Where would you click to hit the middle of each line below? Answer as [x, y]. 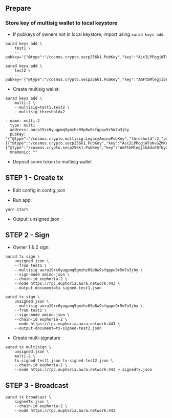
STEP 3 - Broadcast [37, 385]
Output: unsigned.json [36, 219]
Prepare [18, 8]
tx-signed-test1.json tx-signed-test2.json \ [64, 361]
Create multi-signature [36, 338]
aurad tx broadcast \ [28, 397]
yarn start [17, 210]
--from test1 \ [31, 266]
